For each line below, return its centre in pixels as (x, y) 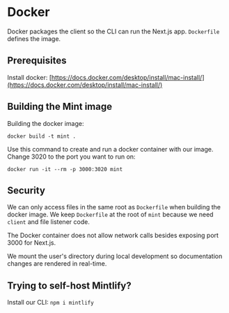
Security (26, 190)
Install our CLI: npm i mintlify (50, 303)
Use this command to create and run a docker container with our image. (110, 149)
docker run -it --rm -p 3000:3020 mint (65, 169)
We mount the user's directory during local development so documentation (115, 256)
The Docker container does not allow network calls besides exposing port (113, 235)
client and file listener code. (49, 222)
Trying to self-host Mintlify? (69, 286)
